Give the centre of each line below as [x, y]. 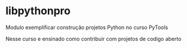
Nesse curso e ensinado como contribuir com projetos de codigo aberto [93, 39]
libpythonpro [38, 11]
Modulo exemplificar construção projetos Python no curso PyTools [87, 27]
